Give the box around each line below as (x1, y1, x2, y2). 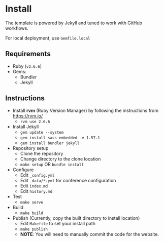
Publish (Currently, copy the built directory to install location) (12, 215, 140, 221)
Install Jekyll (12, 124, 39, 130)
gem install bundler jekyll (20, 140, 80, 146)
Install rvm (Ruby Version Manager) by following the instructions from (12, 107, 159, 113)
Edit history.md (20, 188, 53, 194)
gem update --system (20, 130, 64, 135)
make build (20, 211, 44, 216)
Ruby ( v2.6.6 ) (12, 63, 42, 69)
